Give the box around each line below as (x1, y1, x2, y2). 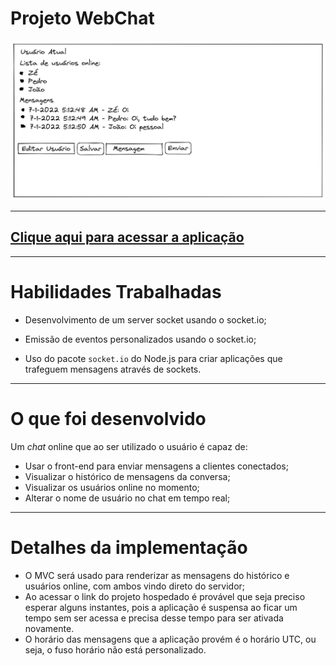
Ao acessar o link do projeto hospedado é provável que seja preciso (24, 590, 306, 602)
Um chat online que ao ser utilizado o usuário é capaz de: (10, 440, 248, 452)
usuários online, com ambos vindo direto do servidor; (24, 580, 246, 592)
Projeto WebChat (10, 7, 155, 30)
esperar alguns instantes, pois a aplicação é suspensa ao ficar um (24, 601, 298, 613)
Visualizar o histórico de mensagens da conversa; (24, 470, 231, 482)
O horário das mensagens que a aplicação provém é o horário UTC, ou (24, 633, 317, 645)
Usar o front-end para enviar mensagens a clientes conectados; (24, 460, 289, 472)
